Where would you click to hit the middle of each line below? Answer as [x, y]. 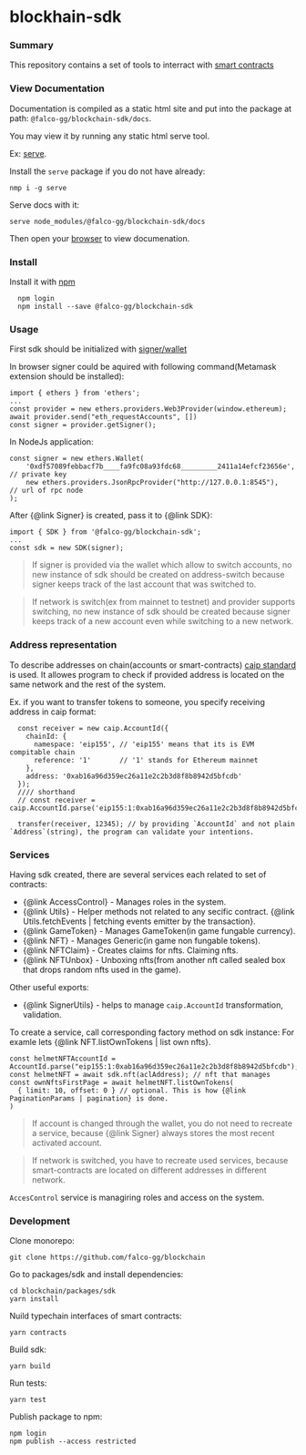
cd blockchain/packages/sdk [63, 1291]
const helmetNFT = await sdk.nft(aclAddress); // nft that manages [140, 1074]
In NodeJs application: [51, 442]
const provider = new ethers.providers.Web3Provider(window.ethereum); [148, 409]
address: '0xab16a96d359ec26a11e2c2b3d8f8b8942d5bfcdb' [134, 776]
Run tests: [28, 1383]
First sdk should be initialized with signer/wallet [98, 349]
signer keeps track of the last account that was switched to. [144, 584]
